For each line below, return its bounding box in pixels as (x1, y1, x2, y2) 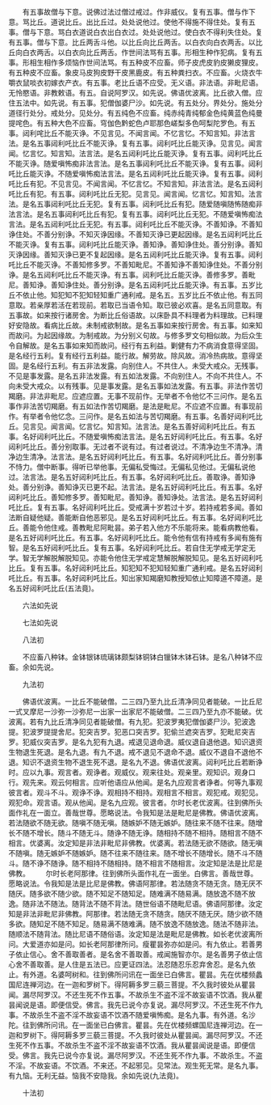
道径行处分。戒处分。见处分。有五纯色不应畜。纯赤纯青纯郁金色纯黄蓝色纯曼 (8, 108, 263, 117)
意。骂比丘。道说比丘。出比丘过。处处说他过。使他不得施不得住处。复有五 (8, 17, 256, 27)
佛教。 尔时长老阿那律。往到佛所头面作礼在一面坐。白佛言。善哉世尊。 (8, 869, 258, 878)
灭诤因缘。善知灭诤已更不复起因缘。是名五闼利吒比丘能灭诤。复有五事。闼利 (8, 250, 263, 259)
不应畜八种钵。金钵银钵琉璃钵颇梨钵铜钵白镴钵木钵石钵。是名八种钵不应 (22, 652, 263, 662)
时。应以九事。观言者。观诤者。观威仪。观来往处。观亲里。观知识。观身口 (8, 768, 256, 777)
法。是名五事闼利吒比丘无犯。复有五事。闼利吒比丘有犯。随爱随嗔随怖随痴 (8, 199, 256, 209)
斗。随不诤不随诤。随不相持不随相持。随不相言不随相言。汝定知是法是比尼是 (8, 858, 263, 868)
